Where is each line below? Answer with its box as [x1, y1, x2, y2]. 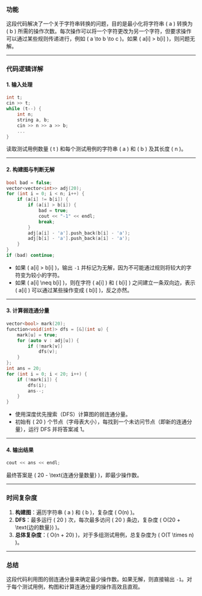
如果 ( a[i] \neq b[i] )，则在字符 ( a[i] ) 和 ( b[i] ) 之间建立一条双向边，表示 [14, 278, 195, 286]
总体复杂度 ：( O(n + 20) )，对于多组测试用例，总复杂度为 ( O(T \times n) [14, 531, 194, 538]
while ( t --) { [6, 106, 42, 112]
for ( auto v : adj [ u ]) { [17, 337, 79, 343]
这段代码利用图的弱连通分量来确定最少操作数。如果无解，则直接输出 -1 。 [6, 576, 188, 583]
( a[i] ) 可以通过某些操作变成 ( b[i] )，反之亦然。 [14, 286, 133, 293]
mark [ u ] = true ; [17, 332, 58, 338]
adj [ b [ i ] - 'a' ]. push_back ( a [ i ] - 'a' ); [28, 236, 130, 242]
